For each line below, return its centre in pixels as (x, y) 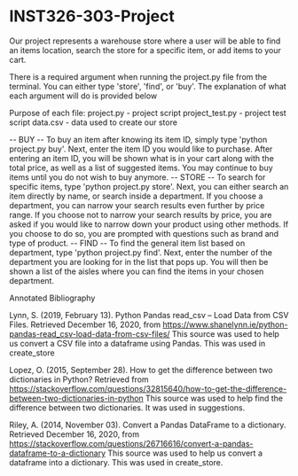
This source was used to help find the (214, 398)
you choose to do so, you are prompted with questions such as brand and (144, 233)
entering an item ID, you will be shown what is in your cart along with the (142, 158)
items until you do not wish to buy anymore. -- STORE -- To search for (137, 177)
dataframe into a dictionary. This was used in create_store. (116, 462)
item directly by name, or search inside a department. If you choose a (136, 196)
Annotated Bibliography (52, 298)
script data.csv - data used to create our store (93, 122)
